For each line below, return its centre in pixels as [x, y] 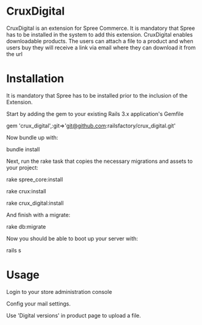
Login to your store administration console [59, 291]
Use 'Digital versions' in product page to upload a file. [74, 315]
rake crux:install [26, 191]
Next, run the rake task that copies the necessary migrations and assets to [99, 161]
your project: [22, 167]
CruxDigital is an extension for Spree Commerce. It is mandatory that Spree [101, 28]
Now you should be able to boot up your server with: [72, 238]
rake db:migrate [26, 226]
